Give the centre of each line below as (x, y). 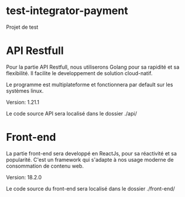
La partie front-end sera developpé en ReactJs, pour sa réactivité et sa (92, 153)
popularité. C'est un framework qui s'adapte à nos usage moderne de (90, 159)
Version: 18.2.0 (24, 177)
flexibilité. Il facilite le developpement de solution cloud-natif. (79, 73)
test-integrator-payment (67, 11)
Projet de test (22, 27)
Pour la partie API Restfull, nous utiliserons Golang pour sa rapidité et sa (93, 67)
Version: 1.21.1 (23, 102)
